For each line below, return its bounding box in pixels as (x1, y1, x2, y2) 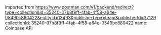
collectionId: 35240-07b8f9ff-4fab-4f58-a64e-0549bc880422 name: (5, 20, 148, 26)
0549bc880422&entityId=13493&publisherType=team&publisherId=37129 (5, 15, 157, 20)
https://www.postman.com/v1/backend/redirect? (35, 4, 134, 10)
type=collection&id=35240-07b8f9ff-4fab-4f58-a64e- (5, 9, 117, 15)
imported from (5, 4, 35, 10)
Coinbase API (5, 25, 33, 31)
